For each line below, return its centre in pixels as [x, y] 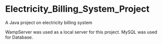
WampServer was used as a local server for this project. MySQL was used [81, 32]
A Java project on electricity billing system [49, 22]
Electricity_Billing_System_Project [77, 9]
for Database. [19, 37]
